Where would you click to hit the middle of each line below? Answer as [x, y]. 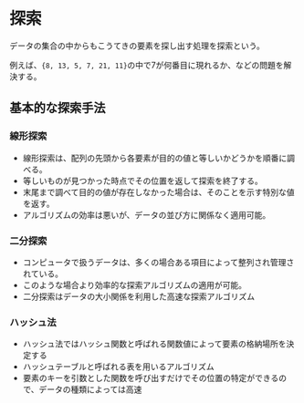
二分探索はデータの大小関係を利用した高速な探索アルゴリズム [139, 296]
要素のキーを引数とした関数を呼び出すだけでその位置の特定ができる [151, 378]
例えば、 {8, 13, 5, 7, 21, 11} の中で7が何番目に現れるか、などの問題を [147, 65]
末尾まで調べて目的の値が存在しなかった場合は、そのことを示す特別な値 [158, 191]
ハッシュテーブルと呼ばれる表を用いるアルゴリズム [118, 367]
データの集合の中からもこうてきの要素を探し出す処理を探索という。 [137, 46]
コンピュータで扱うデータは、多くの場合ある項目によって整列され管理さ [158, 262]
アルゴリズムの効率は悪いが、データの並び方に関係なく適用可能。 [147, 214]
